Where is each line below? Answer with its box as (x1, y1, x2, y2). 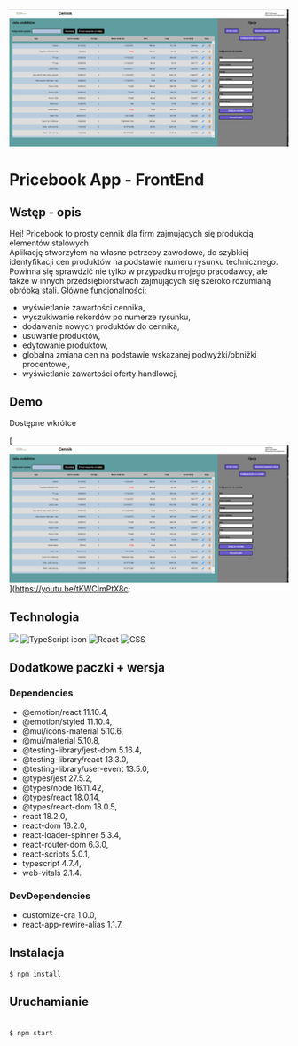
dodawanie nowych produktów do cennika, (21, 321, 180, 332)
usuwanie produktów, (21, 331, 101, 342)
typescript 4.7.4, (21, 857, 82, 868)
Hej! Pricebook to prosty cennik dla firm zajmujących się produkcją (9, 229, 255, 239)
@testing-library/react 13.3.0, (21, 753, 129, 764)
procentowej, (21, 359, 71, 370)
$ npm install (9, 970, 62, 979)
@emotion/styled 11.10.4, (21, 716, 113, 727)
